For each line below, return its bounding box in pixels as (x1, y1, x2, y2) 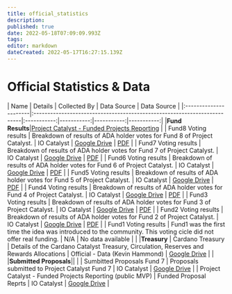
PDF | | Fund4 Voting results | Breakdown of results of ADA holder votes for (7, 183, 223, 191)
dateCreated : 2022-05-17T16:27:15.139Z (7, 49, 123, 56)
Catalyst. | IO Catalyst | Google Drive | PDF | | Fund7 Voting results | (7, 138, 201, 147)
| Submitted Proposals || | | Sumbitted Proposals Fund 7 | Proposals (7, 256, 199, 265)
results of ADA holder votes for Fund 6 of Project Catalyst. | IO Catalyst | (7, 161, 214, 169)
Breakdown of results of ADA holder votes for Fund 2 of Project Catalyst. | (7, 213, 219, 221)
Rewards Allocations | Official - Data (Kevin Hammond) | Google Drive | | (7, 250, 214, 258)
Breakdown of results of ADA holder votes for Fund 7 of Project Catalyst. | (7, 146, 219, 154)
